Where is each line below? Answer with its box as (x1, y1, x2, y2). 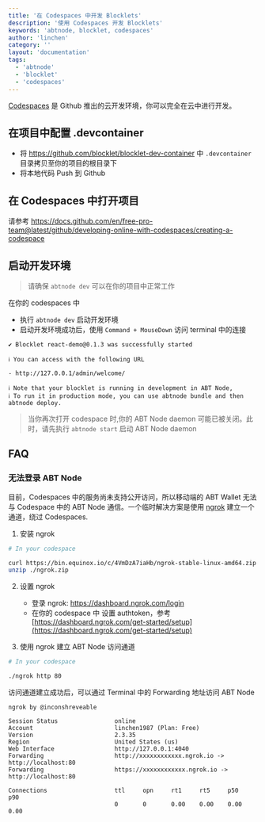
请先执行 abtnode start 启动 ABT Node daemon (41, 423, 197, 433)
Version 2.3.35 (8, 731, 136, 739)
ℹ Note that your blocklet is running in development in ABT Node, (8, 384, 233, 392)
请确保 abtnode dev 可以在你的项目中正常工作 (27, 281, 176, 290)
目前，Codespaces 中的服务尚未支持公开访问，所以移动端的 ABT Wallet (8, 492, 241, 502)
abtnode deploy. (8, 399, 62, 407)
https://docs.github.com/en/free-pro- (30, 216, 153, 226)
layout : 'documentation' (8, 48, 90, 56)
